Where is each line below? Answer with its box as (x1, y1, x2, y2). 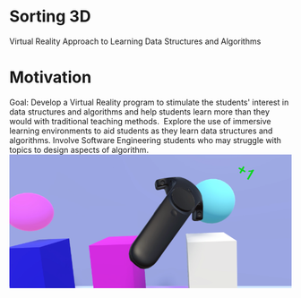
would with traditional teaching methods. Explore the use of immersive (9, 115, 271, 126)
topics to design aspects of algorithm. (9, 144, 150, 155)
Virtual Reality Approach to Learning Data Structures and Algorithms (9, 36, 262, 47)
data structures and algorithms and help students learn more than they (9, 106, 271, 117)
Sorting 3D (9, 6, 91, 27)
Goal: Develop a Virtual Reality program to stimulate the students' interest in (9, 97, 289, 107)
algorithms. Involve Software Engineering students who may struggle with (9, 134, 282, 145)
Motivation (9, 67, 92, 88)
